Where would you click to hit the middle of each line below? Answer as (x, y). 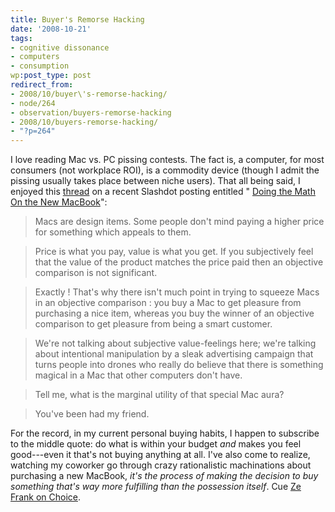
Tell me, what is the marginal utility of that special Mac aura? (159, 395)
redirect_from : (42, 85)
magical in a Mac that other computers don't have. (138, 375)
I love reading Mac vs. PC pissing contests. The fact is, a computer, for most (167, 160)
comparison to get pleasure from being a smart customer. (153, 324)
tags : (21, 38)
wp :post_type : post (51, 76)
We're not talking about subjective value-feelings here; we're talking (175, 343)
